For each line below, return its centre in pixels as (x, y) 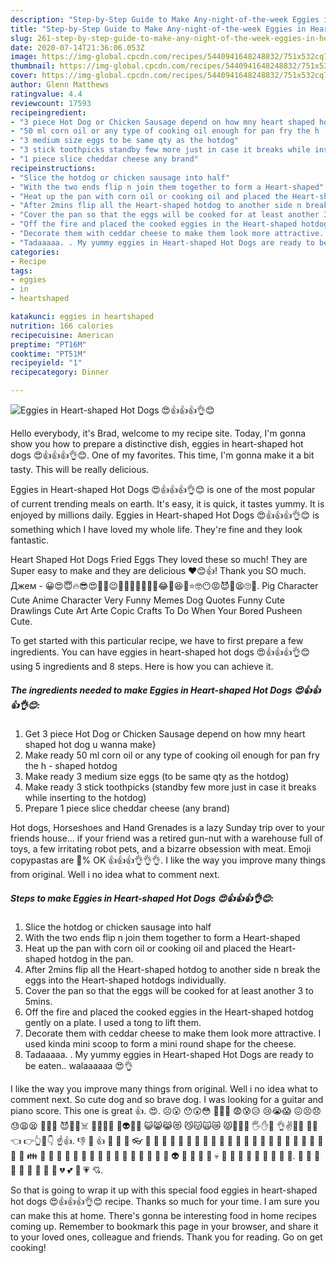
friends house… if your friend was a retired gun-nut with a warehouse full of (166, 838)
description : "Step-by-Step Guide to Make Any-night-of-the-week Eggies (165, 19)
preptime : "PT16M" (48, 344)
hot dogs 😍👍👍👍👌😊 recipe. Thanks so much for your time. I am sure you (165, 1201)
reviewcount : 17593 (51, 103)
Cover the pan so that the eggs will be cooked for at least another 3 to (169, 990)
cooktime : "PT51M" (48, 354)
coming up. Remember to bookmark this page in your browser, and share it (164, 1226)
